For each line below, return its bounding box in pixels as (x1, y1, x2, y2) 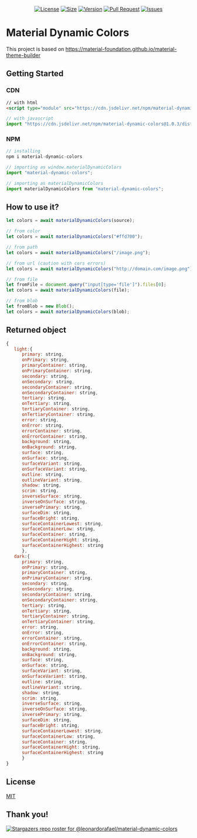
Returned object (6, 325, 66, 335)
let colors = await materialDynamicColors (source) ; (6, 218, 135, 224)
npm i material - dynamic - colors (6, 154, 83, 160)
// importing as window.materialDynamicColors (6, 164, 122, 170)
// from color (6, 228, 41, 234)
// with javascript (6, 116, 54, 121)
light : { (13, 346, 33, 352)
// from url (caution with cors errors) (6, 260, 107, 266)
